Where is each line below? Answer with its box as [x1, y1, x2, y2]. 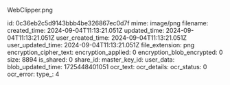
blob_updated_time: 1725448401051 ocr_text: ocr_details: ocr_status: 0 [7, 63, 207, 71]
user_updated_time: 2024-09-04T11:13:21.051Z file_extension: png [7, 41, 195, 49]
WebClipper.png [7, 6, 53, 14]
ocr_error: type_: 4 [7, 70, 60, 78]
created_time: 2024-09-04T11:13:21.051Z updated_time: [7, 27, 165, 34]
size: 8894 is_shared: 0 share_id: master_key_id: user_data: [7, 56, 175, 64]
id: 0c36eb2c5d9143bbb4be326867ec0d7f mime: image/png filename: [7, 19, 209, 27]
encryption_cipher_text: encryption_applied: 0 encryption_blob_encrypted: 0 [7, 48, 223, 56]
